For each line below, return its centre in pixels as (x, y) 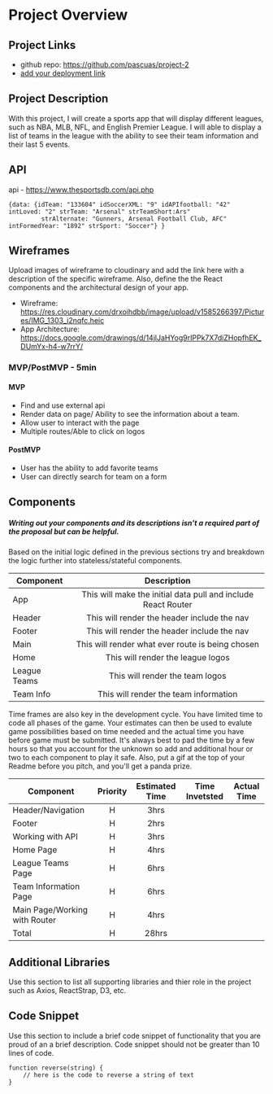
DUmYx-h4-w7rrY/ (52, 347)
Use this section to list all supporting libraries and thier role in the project (130, 982)
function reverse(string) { (56, 1068)
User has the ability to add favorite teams (89, 468)
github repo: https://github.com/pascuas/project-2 (104, 64)
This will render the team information (167, 694)
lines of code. (31, 1052)
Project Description (58, 99)
